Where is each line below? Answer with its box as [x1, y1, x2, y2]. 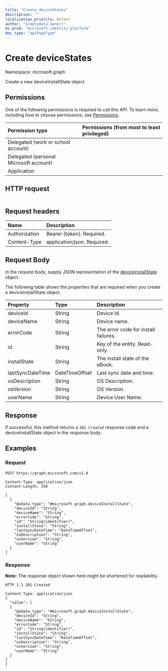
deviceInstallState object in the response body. [5, 430, 102, 435]
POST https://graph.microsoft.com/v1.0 [5, 471, 88, 476]
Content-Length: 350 [5, 484, 48, 489]
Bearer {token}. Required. [46, 231, 106, 238]
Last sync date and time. [96, 370, 154, 377]
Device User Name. [96, 394, 142, 401]
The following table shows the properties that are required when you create [5, 284, 161, 290]
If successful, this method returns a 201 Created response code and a [5, 424, 149, 430]
